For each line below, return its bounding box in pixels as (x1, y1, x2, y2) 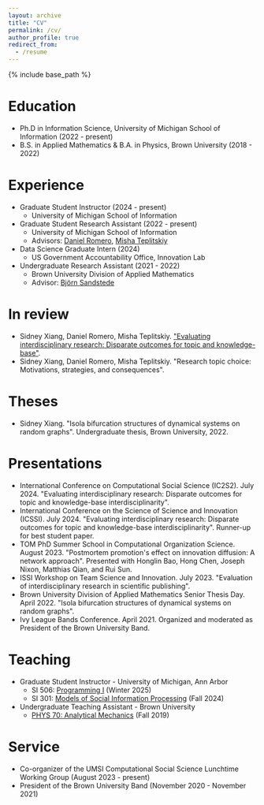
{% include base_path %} (8, 70, 91, 79)
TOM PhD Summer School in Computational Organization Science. (19, 539, 236, 549)
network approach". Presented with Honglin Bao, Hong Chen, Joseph (19, 556, 245, 565)
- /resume (15, 48, 47, 56)
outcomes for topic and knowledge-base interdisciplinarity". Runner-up (19, 522, 251, 532)
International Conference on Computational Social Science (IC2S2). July (19, 480, 255, 490)
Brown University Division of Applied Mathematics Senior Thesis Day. (19, 589, 246, 599)
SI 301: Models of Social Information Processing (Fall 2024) (31, 693, 225, 703)
